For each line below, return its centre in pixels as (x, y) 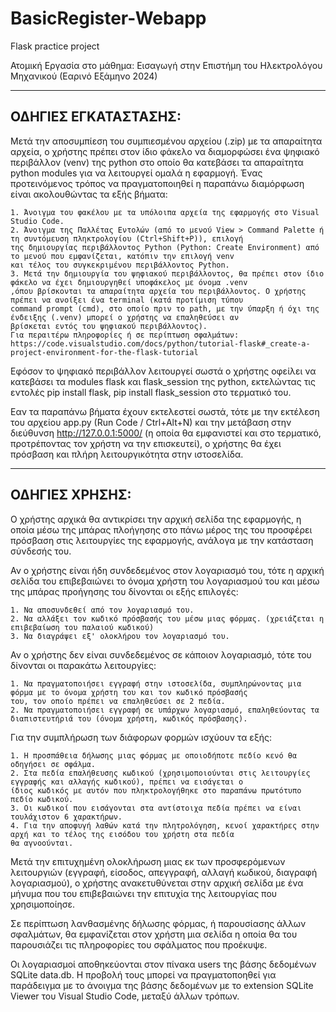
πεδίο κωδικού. (42, 799)
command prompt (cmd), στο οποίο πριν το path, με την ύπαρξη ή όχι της (165, 308)
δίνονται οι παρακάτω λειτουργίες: (83, 665)
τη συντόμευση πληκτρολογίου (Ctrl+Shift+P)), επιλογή (127, 238)
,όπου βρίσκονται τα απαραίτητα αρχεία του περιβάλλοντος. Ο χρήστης (158, 291)
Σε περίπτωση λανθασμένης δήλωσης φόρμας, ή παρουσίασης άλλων (158, 923)
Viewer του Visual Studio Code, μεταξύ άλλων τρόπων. (125, 996)
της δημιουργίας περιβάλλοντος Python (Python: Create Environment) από (165, 247)
